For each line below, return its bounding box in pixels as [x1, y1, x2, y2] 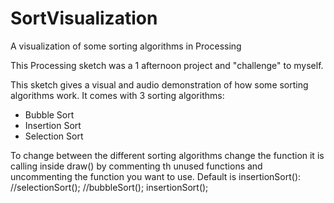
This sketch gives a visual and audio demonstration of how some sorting [10, 78, 309, 91]
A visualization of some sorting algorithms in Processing [10, 40, 242, 52]
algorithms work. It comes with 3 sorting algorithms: [10, 89, 225, 101]
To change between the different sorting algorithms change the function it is [10, 149, 325, 161]
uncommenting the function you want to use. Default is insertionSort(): [10, 170, 302, 182]
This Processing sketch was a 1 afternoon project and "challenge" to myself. [10, 59, 324, 71]
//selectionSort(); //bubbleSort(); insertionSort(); [10, 181, 209, 193]
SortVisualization [10, 7, 158, 30]
